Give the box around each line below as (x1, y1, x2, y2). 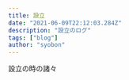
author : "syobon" (8, 41, 66, 49)
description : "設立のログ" (8, 26, 91, 34)
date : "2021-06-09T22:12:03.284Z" (8, 19, 123, 27)
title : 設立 (8, 11, 45, 20)
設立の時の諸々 (8, 64, 57, 74)
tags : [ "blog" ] (8, 33, 59, 42)
